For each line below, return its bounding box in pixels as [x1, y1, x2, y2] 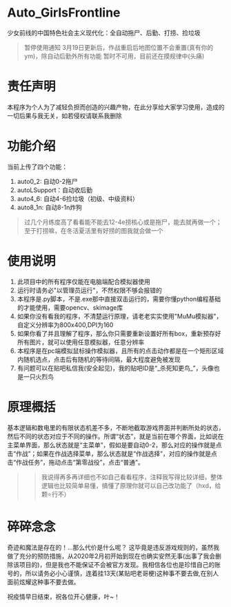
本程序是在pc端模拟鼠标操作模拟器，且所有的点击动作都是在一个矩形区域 [17, 346, 224, 355]
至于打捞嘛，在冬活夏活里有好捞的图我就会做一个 [23, 226, 163, 234]
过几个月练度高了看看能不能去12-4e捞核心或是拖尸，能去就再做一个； [23, 218, 222, 226]
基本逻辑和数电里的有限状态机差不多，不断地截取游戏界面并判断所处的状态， [7, 423, 225, 431]
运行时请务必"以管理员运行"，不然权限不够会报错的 [17, 286, 162, 295]
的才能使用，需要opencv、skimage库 [17, 303, 123, 312]
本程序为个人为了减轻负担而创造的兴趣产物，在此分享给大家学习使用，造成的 [7, 102, 225, 111]
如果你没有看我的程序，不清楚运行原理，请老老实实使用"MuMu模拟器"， [17, 312, 223, 320]
